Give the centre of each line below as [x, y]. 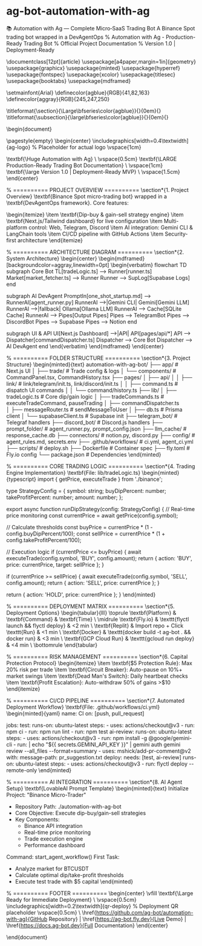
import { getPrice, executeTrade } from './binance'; [100, 479]
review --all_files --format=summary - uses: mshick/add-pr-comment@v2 [99, 751]
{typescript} [21, 479]
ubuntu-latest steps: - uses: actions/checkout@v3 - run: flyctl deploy [102, 764]
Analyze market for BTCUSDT [52, 868]
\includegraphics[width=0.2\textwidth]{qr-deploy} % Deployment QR [92, 906]
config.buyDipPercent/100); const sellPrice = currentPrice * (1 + [86, 534]
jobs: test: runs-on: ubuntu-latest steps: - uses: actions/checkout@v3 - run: [101, 725]
